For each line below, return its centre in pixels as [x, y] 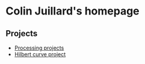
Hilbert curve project [40, 54]
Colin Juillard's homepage [72, 11]
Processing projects [39, 48]
